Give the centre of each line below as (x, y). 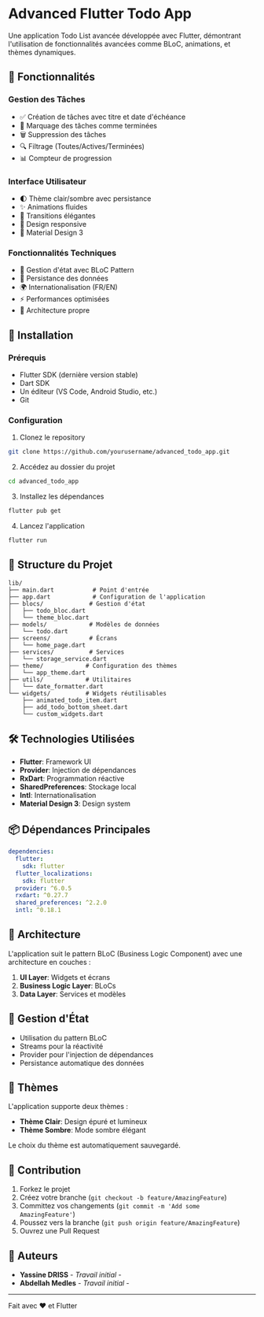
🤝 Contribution (44, 1170)
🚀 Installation (41, 335)
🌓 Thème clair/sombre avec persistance (85, 198)
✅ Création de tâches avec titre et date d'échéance (103, 117)
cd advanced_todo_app (44, 481)
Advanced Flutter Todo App (100, 14)
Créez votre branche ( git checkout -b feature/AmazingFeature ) (123, 1197)
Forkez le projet (45, 1189)
